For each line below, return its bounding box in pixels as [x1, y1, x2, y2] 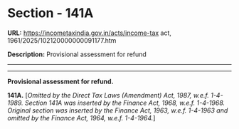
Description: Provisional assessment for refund [7, 50, 147, 58]
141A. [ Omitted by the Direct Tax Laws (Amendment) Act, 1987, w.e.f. [7, 91, 210, 99]
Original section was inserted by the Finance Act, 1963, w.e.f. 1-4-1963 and [7, 105, 228, 115]
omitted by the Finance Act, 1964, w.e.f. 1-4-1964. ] [7, 113, 156, 122]
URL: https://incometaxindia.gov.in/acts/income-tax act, [7, 29, 172, 37]
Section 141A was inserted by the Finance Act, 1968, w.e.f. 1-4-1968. [24, 98, 225, 107]
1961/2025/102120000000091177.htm [7, 36, 117, 44]
